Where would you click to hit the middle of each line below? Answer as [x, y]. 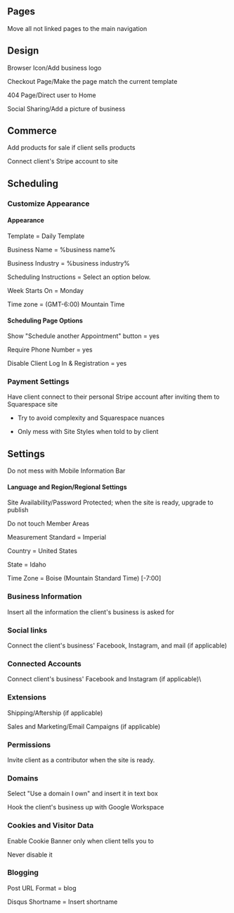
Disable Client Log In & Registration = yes [67, 364]
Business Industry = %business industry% [69, 263]
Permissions [29, 745]
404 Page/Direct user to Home [52, 95]
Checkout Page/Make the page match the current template [92, 81]
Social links [27, 630]
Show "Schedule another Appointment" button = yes [83, 336]
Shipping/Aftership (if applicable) [55, 713]
